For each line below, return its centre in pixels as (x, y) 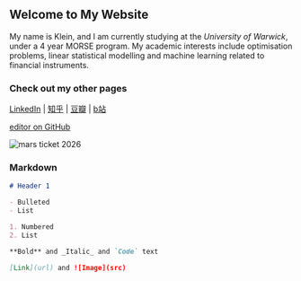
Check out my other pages (68, 88)
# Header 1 (30, 186)
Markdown (33, 168)
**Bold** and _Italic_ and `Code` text (84, 251)
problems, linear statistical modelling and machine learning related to (137, 55)
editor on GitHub (40, 127)
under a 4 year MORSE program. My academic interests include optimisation (151, 46)
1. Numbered (31, 227)
